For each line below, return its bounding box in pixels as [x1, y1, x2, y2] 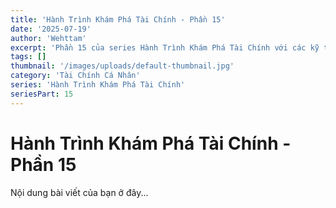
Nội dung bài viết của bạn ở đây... [10, 186, 149, 198]
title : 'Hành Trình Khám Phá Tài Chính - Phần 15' [10, 14, 226, 25]
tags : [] [10, 52, 47, 62]
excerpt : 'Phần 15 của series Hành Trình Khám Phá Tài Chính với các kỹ [10, 42, 320, 53]
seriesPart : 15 [10, 89, 74, 99]
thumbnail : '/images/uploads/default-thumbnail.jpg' [10, 61, 235, 71]
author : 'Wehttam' [10, 33, 87, 43]
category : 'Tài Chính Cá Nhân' [10, 71, 141, 81]
